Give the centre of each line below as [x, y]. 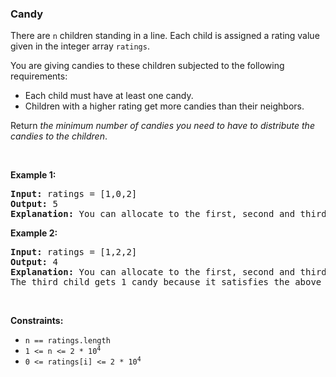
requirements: [39, 76]
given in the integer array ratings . [80, 46]
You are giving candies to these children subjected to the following [147, 66]
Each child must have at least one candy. [109, 96]
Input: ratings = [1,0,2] [74, 194]
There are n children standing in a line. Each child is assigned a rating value [165, 36]
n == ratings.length [67, 341]
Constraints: [37, 321]
